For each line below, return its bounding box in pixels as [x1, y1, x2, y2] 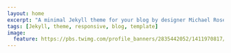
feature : [13, 36, 38, 43]
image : [7, 29, 26, 36]
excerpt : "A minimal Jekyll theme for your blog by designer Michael [7, 17, 211, 23]
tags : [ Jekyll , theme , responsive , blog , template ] [7, 23, 158, 30]
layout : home [7, 10, 45, 17]
